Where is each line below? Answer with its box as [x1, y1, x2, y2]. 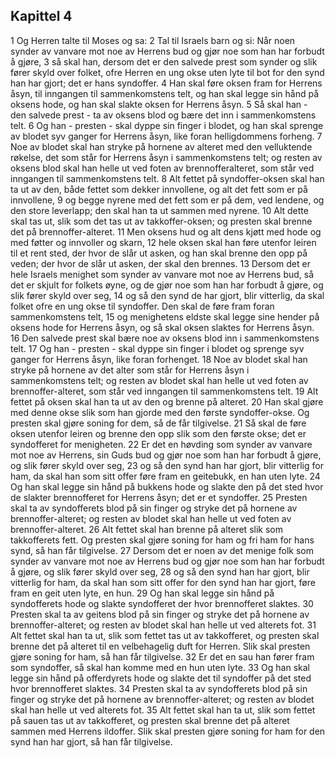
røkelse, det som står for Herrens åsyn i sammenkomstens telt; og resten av [10, 151, 323, 163]
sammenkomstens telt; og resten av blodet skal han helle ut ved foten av [10, 374, 309, 386]
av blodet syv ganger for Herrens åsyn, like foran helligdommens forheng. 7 [10, 130, 323, 142]
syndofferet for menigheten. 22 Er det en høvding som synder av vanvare [10, 438, 313, 450]
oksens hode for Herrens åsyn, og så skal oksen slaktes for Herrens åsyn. [10, 321, 315, 333]
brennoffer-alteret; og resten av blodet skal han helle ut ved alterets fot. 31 [10, 619, 317, 631]
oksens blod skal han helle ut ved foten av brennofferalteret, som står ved [10, 162, 315, 174]
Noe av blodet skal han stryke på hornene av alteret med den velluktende [10, 140, 313, 153]
